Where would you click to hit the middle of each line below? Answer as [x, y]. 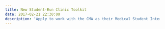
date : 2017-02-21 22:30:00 [33, 14]
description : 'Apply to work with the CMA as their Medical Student [77, 19]
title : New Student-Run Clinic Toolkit [46, 10]
